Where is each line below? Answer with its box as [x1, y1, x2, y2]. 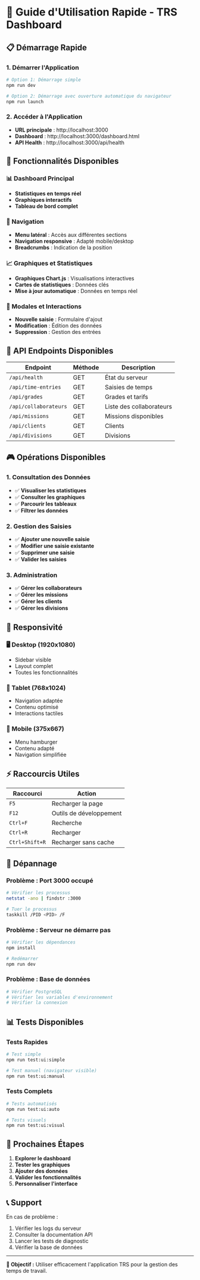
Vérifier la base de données [14, 1244, 83, 1251]
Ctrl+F [9, 820, 28, 826]
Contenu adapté [14, 744, 55, 752]
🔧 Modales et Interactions [6, 302, 82, 310]
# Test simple [6, 1051, 42, 1057]
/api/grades [9, 394, 43, 401]
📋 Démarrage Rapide [6, 42, 87, 52]
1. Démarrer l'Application [6, 63, 79, 71]
